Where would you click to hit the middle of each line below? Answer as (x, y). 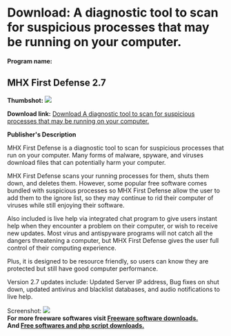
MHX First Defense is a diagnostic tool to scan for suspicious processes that (115, 148)
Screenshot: (24, 310)
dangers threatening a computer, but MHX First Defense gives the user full (113, 240)
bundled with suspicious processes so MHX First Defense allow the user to (114, 190)
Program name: (30, 61)
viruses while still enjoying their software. (66, 205)
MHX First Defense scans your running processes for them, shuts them (108, 176)
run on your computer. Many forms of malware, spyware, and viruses (105, 155)
